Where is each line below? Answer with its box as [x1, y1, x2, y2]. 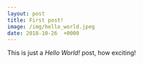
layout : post [7, 10, 45, 17]
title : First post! [7, 17, 64, 24]
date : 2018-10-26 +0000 [7, 29, 80, 37]
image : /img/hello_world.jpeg [7, 23, 96, 30]
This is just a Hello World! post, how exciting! [7, 49, 136, 57]
